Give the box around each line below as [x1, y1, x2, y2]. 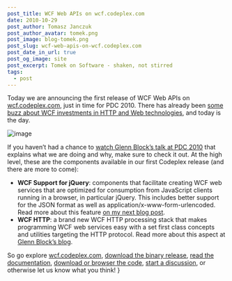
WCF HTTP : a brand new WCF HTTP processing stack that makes [17, 216, 208, 224]
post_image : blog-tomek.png [7, 36, 89, 43]
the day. [7, 116, 31, 125]
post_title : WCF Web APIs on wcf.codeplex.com [7, 10, 145, 17]
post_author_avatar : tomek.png [7, 29, 98, 37]
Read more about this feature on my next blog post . [17, 208, 166, 216]
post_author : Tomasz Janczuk [7, 23, 92, 30]
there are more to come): [7, 165, 79, 174]
